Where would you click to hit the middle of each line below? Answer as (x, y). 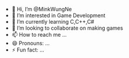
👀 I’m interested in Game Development (58, 15)
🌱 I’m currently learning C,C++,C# (53, 22)
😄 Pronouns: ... (31, 43)
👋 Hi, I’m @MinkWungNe (42, 9)
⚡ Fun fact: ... (28, 50)
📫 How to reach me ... (39, 35)
